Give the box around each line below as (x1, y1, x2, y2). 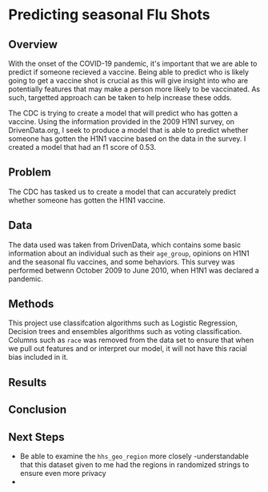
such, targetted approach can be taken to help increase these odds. (8, 93, 232, 102)
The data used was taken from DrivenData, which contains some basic (8, 240, 242, 249)
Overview (8, 38, 58, 51)
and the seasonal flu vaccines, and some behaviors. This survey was (8, 256, 235, 266)
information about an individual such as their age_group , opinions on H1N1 (8, 248, 250, 258)
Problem (8, 166, 52, 179)
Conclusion (8, 403, 67, 417)
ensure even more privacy (19, 469, 106, 478)
